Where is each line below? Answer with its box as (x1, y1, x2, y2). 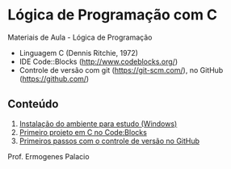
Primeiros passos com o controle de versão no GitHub (19, 136, 199, 146)
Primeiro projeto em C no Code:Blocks (19, 127, 147, 137)
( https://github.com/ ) (19, 74, 90, 83)
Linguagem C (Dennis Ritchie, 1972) (19, 48, 139, 57)
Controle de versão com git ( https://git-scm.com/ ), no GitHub (19, 65, 224, 74)
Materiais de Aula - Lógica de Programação (7, 32, 153, 42)
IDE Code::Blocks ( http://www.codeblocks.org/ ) (19, 57, 178, 66)
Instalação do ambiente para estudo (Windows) (19, 119, 178, 129)
